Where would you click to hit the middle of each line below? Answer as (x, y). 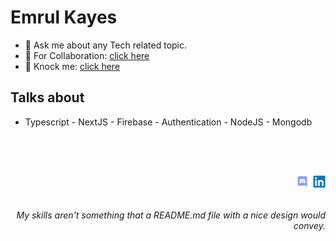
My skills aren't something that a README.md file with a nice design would (171, 215)
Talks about (47, 97)
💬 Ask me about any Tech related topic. (106, 45)
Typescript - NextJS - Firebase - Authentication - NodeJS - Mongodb (168, 122)
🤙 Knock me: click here (72, 66)
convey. (309, 225)
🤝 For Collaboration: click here (87, 55)
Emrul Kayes (64, 17)
